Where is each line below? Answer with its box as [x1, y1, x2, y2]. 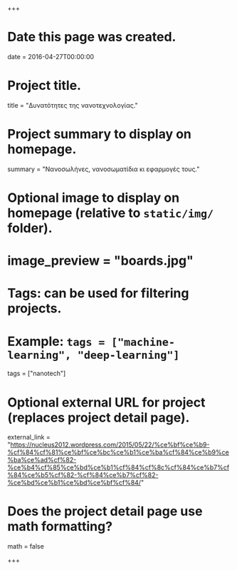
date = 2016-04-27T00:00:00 [7, 52, 95, 61]
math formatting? [7, 519, 112, 535]
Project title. [7, 78, 82, 93]
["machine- [111, 335, 176, 349]
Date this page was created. [7, 29, 177, 45]
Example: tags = [7, 333, 105, 350]
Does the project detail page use [7, 504, 203, 519]
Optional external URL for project [7, 394, 206, 410]
